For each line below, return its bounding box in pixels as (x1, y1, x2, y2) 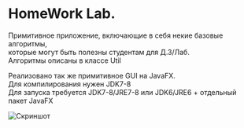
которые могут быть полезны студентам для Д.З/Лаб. (8, 47, 190, 57)
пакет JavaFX (8, 96, 54, 105)
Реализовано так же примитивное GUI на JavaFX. (8, 71, 176, 80)
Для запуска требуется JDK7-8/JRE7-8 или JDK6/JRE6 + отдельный (8, 87, 237, 97)
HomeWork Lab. (8, 5, 116, 23)
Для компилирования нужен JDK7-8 (8, 79, 131, 89)
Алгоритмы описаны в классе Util (8, 56, 122, 65)
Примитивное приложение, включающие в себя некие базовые (8, 31, 224, 40)
